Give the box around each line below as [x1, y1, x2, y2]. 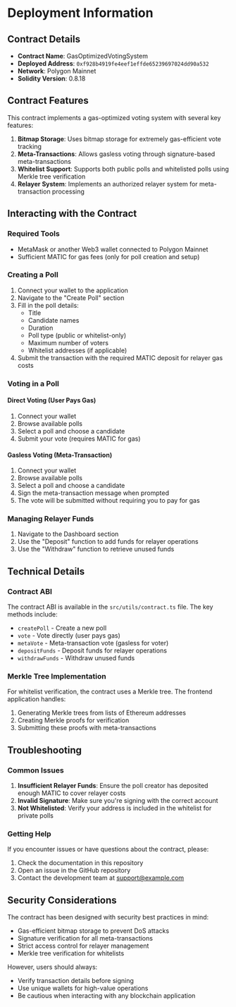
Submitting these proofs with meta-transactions [17, 724, 157, 732]
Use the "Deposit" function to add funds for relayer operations [17, 537, 199, 546]
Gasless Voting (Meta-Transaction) [7, 451, 113, 459]
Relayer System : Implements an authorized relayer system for [17, 179, 199, 188]
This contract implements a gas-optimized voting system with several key [7, 113, 221, 121]
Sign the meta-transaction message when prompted [17, 489, 169, 497]
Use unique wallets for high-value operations [17, 984, 149, 993]
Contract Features [7, 95, 89, 107]
